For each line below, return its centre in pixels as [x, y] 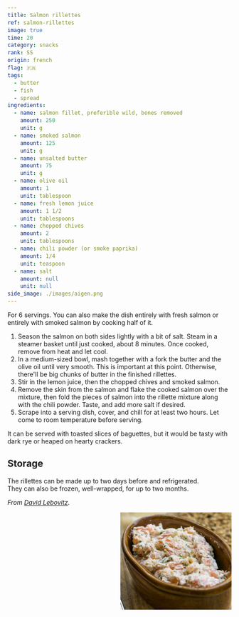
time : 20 [20, 38]
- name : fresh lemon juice [54, 204]
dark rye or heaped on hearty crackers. [65, 441]
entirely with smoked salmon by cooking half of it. [80, 322]
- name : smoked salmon [47, 136]
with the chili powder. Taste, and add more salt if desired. [102, 405]
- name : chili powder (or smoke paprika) [76, 249]
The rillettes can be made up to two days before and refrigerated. [103, 481]
